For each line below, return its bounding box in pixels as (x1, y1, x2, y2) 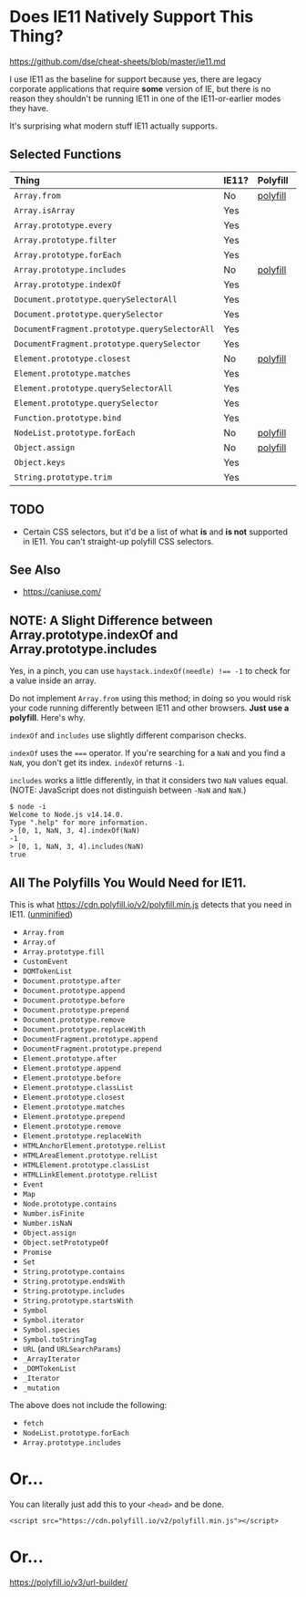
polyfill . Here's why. (9, 712, 86, 723)
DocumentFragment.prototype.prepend (22, 1044, 162, 1053)
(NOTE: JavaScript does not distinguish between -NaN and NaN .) (9, 784, 247, 795)
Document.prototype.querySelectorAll (14, 294, 178, 305)
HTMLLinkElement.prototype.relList (22, 1170, 158, 1179)
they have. (9, 102, 49, 113)
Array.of (22, 938, 56, 947)
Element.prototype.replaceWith (22, 1132, 142, 1141)
